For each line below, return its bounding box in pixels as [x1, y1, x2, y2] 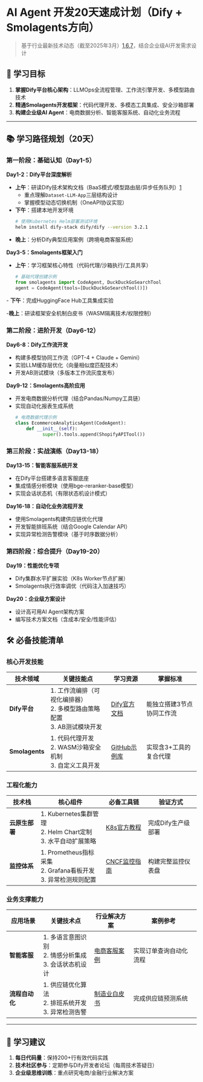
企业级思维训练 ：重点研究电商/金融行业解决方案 [14, 1069, 134, 1077]
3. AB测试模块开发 [50, 723, 103, 731]
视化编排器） [50, 695, 87, 704]
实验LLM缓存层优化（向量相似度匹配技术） [14, 361, 122, 369]
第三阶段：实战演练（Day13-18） [6, 447, 103, 455]
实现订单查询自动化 [133, 946, 188, 955]
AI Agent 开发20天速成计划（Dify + [6, 5, 183, 19]
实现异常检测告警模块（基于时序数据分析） [14, 530, 121, 537]
